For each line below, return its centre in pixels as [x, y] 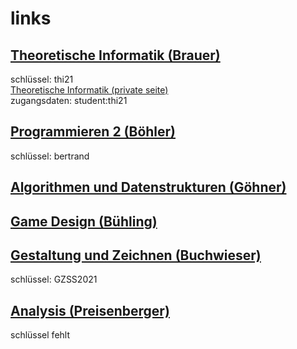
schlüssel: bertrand [50, 156]
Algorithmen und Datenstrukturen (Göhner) [148, 187]
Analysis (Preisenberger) [90, 310]
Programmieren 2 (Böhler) [93, 132]
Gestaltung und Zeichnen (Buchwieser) [136, 255]
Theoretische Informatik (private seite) [89, 90]
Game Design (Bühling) [84, 221]
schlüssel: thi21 [42, 79]
